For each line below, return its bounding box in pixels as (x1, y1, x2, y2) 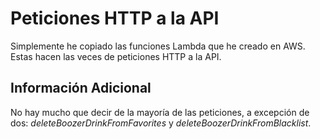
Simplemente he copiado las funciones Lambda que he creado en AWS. (10, 40, 306, 52)
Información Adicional (10, 80, 152, 97)
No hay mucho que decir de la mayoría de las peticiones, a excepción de (10, 106, 310, 118)
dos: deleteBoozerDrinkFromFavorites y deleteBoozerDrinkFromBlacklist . (10, 117, 312, 129)
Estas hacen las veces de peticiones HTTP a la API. (10, 50, 222, 62)
